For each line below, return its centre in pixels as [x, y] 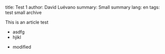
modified [22, 47]
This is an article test [27, 22]
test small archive [23, 12]
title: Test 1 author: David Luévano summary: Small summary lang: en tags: [82, 7]
